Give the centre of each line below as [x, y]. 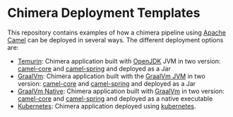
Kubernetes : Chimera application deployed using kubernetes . [107, 106]
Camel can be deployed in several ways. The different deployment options [115, 39]
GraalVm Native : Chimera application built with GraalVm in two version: [121, 91]
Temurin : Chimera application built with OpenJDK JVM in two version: [119, 61]
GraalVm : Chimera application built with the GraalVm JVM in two [112, 76]
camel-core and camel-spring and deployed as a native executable [115, 98]
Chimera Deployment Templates [104, 13]
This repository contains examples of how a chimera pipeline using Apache [117, 32]
